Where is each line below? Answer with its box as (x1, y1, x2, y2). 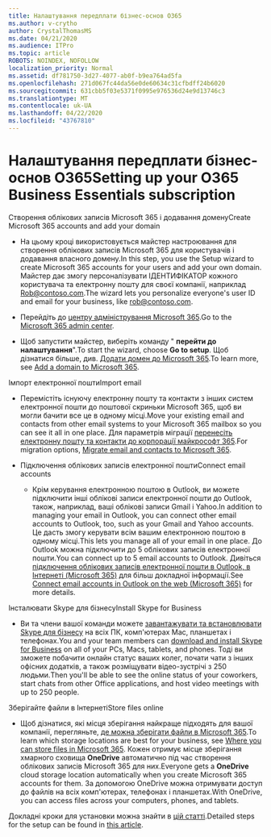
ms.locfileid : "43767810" (8, 117, 95, 125)
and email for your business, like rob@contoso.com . (19, 296, 194, 306)
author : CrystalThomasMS (8, 27, 92, 35)
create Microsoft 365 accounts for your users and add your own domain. (19, 262, 262, 272)
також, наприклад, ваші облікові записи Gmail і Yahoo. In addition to (31, 502, 263, 511)
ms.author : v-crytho (8, 19, 78, 27)
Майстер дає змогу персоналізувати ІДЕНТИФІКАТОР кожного (19, 271, 239, 281)
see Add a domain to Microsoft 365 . (19, 362, 140, 372)
